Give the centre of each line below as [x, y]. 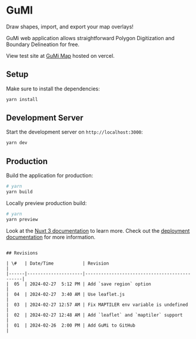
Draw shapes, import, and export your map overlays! [70, 27]
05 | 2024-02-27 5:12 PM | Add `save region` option [82, 284]
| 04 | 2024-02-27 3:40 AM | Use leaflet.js [66, 294]
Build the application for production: [49, 175]
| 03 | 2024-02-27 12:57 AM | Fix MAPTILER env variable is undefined [97, 305]
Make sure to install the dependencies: [53, 89]
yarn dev [17, 143]
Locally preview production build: [46, 203]
